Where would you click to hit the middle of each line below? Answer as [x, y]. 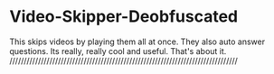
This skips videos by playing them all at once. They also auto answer [137, 42]
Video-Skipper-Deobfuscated [124, 17]
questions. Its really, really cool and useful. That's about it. [118, 51]
